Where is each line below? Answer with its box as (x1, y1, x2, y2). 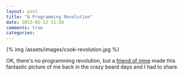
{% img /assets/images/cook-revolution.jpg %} (6, 46, 120, 53)
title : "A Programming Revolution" (6, 14, 93, 20)
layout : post (6, 8, 38, 15)
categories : (6, 30, 35, 36)
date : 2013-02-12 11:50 (6, 19, 64, 25)
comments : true (6, 24, 43, 31)
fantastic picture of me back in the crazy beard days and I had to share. (6, 63, 179, 70)
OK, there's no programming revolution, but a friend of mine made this (6, 57, 176, 64)
